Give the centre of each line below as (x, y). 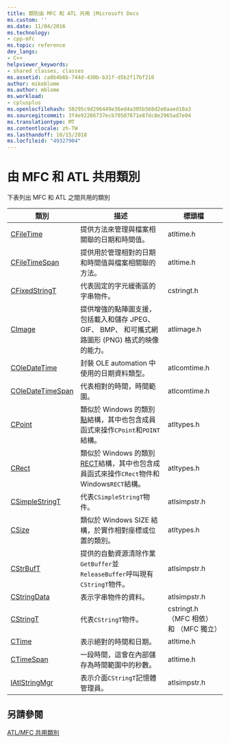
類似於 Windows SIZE (115, 520)
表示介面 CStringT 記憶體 (118, 678)
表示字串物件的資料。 (115, 598)
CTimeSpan (29, 659)
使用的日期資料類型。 (115, 373)
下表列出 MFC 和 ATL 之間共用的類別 (59, 198)
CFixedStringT (34, 291)
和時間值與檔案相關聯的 (118, 263)
